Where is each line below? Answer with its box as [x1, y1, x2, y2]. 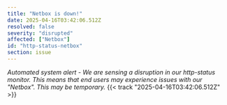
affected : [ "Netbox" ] [7, 36, 71, 43]
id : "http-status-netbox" [7, 42, 82, 49]
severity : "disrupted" [7, 29, 73, 37]
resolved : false [7, 23, 54, 30]
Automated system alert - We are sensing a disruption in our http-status [7, 67, 215, 76]
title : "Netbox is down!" [7, 10, 82, 17]
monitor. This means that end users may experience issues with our [7, 75, 203, 83]
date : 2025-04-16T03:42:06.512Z [7, 17, 101, 24]
